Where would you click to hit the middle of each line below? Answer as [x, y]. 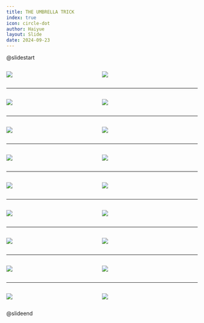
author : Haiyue [25, 29]
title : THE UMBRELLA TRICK [40, 12]
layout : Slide [24, 35]
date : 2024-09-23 [28, 40]
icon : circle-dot [28, 23]
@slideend [20, 313]
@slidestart [21, 57]
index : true [21, 18]
